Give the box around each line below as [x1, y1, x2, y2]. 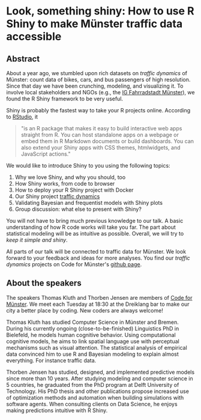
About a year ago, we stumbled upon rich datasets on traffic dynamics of [6, 70, 188, 76]
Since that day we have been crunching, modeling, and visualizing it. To [6, 82, 184, 90]
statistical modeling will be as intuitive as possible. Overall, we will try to [6, 230, 184, 237]
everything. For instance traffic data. [6, 356, 97, 364]
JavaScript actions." [20, 150, 71, 157]
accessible [6, 30, 62, 43]
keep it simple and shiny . [6, 236, 68, 243]
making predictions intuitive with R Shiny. [6, 407, 108, 414]
